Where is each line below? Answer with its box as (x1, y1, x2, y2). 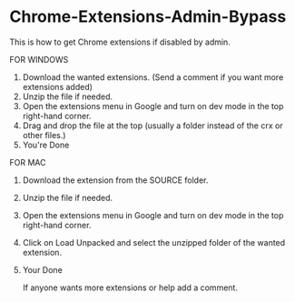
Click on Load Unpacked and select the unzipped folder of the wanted (22, 237, 286, 247)
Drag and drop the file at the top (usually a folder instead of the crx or (22, 120, 283, 131)
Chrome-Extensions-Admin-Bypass (9, 6, 287, 27)
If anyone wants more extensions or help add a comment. (22, 282, 239, 293)
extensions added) (22, 81, 93, 92)
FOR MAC (9, 156, 46, 167)
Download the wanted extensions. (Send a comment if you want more (22, 71, 284, 83)
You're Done (22, 139, 70, 150)
